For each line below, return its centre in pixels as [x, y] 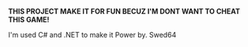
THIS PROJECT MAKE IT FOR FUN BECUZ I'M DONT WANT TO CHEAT [124, 11]
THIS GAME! [29, 20]
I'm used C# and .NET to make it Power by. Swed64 [92, 35]
